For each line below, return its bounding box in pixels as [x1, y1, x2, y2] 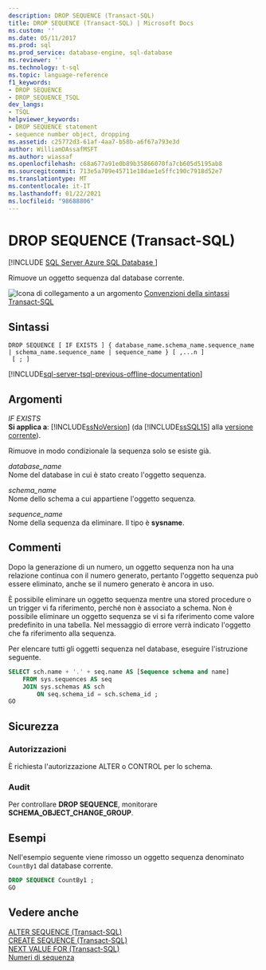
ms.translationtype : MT [8, 175, 88, 183]
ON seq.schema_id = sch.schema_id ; [37, 690, 158, 698]
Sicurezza [8, 720, 60, 733]
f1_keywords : [8, 78, 52, 86]
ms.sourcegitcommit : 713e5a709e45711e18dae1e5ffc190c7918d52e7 [8, 168, 223, 175]
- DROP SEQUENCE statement [8, 123, 98, 131]
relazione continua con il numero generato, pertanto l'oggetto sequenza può [8, 570, 259, 580]
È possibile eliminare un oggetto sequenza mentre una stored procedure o [8, 594, 252, 604]
